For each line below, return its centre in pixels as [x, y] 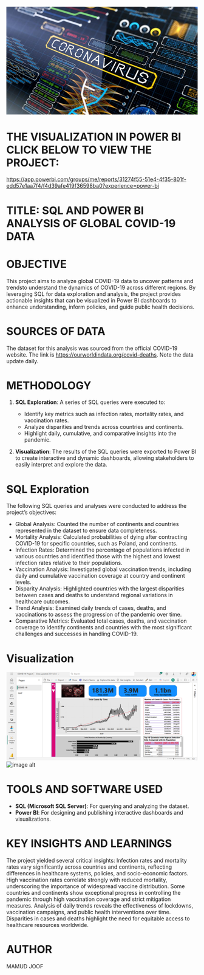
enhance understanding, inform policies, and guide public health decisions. [100, 307]
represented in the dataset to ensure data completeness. [86, 531]
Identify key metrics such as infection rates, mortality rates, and [104, 414]
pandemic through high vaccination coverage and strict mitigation [89, 899]
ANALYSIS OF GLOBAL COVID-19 [91, 223]
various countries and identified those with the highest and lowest [97, 556]
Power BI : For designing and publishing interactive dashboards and [99, 813]
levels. [23, 582]
